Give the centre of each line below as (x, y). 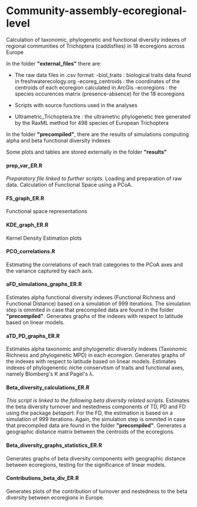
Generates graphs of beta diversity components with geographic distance (96, 458)
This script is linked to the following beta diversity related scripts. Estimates (98, 400)
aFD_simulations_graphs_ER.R (44, 284)
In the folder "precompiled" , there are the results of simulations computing (98, 134)
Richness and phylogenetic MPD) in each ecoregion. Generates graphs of (96, 355)
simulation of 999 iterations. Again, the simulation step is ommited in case (96, 419)
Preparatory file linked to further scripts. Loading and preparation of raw (94, 178)
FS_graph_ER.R (25, 198)
